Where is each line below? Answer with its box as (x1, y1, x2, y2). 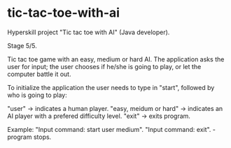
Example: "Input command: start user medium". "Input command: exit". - (7, 125, 216, 133)
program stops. (7, 133, 52, 141)
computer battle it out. (7, 70, 71, 78)
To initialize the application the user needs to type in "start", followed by (7, 83, 215, 91)
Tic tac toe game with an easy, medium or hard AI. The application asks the (7, 54, 225, 64)
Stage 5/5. (7, 41, 37, 50)
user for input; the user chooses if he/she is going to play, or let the (7, 62, 202, 71)
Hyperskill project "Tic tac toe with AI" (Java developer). (7, 28, 170, 36)
